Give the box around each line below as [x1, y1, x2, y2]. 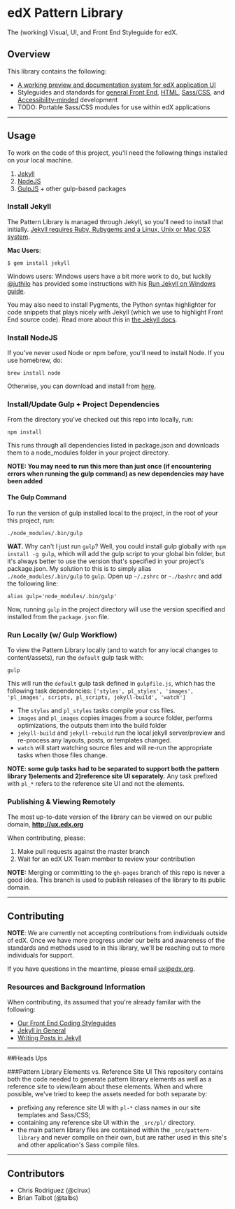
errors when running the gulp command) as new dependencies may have [7, 469, 225, 478]
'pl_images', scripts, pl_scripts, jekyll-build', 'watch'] [7, 693, 187, 701]
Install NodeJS [7, 333, 58, 343]
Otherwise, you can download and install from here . [7, 382, 157, 390]
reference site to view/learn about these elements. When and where [7, 1082, 204, 1091]
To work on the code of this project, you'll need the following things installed [7, 148, 228, 157]
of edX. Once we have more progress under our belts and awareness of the [7, 937, 225, 945]
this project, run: [7, 516, 55, 525]
